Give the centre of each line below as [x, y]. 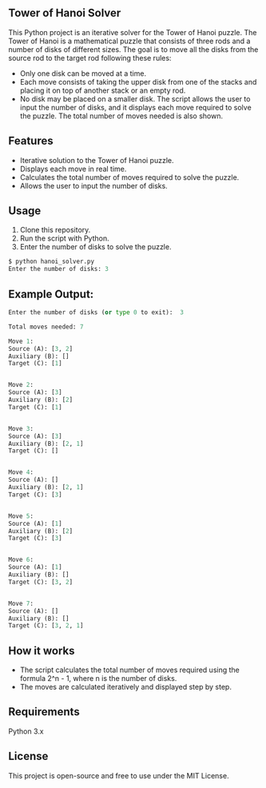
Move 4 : [21, 472]
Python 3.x [26, 731]
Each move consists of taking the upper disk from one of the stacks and [138, 82]
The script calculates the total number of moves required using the [129, 670]
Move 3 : [21, 428]
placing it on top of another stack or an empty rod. [103, 90]
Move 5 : [21, 516]
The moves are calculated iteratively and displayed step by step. [125, 687]
